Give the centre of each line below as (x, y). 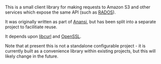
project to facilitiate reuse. (31, 27)
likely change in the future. (32, 56)
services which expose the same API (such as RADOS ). (60, 12)
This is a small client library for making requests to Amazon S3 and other (78, 7)
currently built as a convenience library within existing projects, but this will (80, 51)
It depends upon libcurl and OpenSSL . (43, 36)
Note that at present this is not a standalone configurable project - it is (75, 46)
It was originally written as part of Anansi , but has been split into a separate (81, 22)
